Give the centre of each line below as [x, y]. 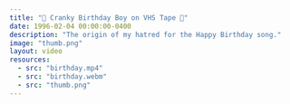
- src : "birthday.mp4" [60, 69]
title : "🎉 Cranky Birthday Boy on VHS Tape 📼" [99, 18]
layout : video [36, 52]
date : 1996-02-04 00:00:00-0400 [70, 26]
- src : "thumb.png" [54, 85]
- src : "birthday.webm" [62, 77]
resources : [30, 60]
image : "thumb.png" [46, 43]
